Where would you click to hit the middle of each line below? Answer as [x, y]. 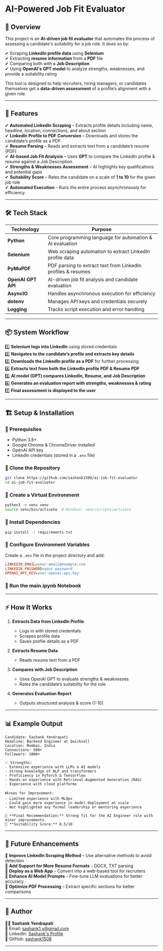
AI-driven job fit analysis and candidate [93, 280]
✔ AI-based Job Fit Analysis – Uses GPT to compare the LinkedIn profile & [80, 156]
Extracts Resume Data [35, 651]
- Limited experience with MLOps [39, 799]
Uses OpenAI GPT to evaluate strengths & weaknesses [74, 679]
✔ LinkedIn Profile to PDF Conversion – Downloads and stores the [72, 135]
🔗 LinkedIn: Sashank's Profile [34, 933]
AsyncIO [18, 293]
